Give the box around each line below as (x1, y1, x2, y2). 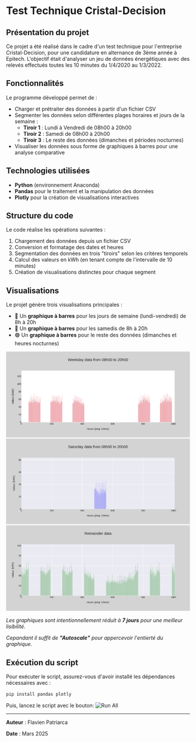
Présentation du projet (6, 28, 89, 37)
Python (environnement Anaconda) (14, 181, 100, 188)
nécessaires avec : (6, 679, 51, 686)
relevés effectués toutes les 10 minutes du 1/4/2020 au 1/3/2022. (6, 61, 162, 68)
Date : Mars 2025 (6, 730, 48, 737)
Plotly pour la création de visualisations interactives (14, 194, 139, 201)
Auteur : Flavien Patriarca (6, 719, 68, 726)
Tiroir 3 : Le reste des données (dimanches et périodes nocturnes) (23, 136, 184, 143)
